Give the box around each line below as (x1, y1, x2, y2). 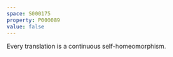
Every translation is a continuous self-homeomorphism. (6, 42, 167, 51)
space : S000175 (6, 10, 51, 17)
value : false (6, 23, 45, 30)
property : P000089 (6, 17, 60, 24)
